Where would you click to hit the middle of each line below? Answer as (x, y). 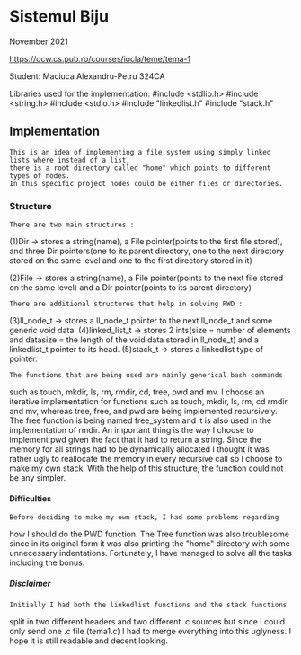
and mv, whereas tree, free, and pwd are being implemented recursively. (143, 412)
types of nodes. (40, 176)
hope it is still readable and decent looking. (89, 641)
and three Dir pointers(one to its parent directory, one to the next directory (147, 251)
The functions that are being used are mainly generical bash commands (146, 376)
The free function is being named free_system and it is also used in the (141, 420)
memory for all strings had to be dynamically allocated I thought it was (139, 449)
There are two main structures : (72, 225)
